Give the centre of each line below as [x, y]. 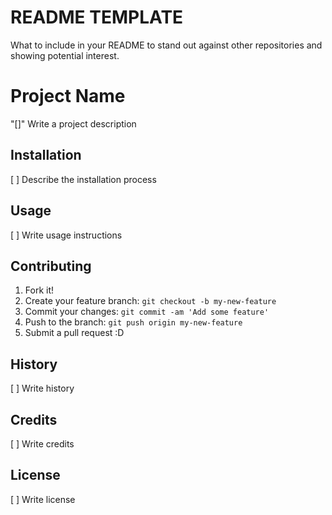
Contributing [51, 266]
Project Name [68, 96]
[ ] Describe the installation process [83, 179]
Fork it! [39, 290]
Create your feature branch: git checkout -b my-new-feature [150, 301]
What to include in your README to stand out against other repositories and [166, 45]
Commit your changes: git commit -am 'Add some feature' [147, 312]
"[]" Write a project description [73, 123]
